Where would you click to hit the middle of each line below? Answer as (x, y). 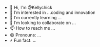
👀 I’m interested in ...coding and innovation (53, 12)
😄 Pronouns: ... (25, 35)
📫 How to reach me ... (32, 28)
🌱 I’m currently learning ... (36, 18)
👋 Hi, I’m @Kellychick (31, 7)
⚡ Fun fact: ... (23, 40)
